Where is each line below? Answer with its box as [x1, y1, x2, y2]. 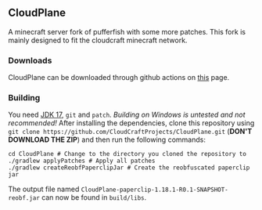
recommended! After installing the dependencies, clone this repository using [8, 118, 255, 128]
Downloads [8, 55, 52, 66]
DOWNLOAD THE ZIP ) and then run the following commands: [8, 135, 206, 144]
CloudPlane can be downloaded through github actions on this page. [8, 73, 230, 82]
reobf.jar [8, 194, 41, 202]
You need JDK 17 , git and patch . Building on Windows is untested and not [8, 110, 246, 120]
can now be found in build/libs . [41, 193, 147, 202]
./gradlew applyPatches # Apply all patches [8, 157, 156, 165]
